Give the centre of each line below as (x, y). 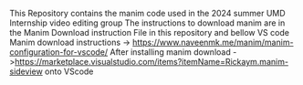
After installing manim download (170, 52)
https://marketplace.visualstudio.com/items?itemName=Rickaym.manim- (152, 62)
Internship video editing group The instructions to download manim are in (147, 23)
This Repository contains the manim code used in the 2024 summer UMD (147, 13)
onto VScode (69, 71)
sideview (26, 71)
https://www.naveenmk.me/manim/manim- (213, 42)
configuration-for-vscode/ (59, 52)
